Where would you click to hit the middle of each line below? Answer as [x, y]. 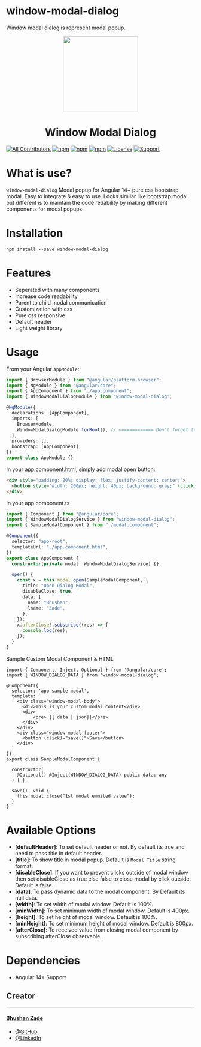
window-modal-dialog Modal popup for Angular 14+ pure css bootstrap [92, 190]
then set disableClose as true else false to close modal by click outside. [103, 879]
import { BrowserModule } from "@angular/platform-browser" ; [84, 380]
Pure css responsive [40, 315]
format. [24, 866]
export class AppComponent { [42, 558]
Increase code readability [46, 296]
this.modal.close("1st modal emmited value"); [76, 796]
